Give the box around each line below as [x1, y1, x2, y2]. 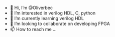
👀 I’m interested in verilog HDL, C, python [10, 10, 96, 16]
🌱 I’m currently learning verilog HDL [10, 15, 84, 21]
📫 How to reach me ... [10, 26, 57, 32]
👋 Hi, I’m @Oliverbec [10, 5, 53, 10]
